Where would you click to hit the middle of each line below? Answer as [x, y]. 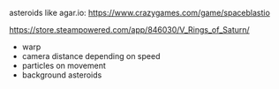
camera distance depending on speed [91, 56]
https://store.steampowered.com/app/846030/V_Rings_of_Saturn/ [129, 30]
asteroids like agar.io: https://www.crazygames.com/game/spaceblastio [140, 13]
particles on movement [64, 66]
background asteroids [62, 75]
